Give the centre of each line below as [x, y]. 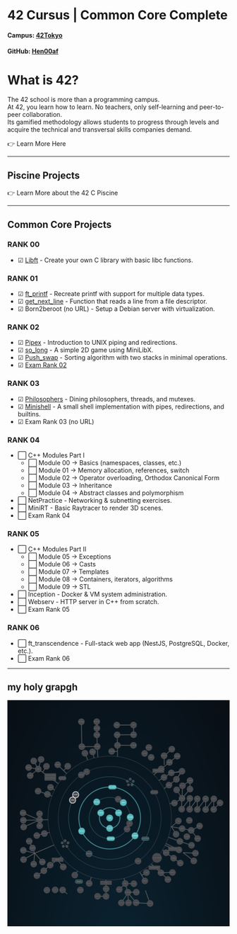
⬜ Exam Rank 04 [44, 516]
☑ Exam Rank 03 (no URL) [56, 421]
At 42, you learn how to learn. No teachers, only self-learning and [103, 107]
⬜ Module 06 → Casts [62, 564]
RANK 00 [24, 244]
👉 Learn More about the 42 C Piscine [63, 193]
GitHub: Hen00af [33, 51]
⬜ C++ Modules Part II [52, 549]
